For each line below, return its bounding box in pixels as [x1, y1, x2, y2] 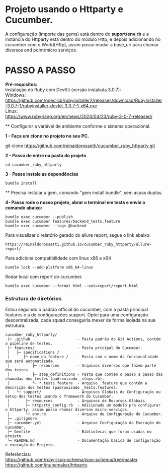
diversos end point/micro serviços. [5, 47, 77, 53]
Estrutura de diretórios [5, 295, 62, 302]
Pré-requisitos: [5, 81, 38, 87]
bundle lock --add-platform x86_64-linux [5, 264, 94, 270]
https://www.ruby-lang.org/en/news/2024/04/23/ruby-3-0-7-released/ [5, 113, 152, 119]
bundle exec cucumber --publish [5, 214, 73, 220]
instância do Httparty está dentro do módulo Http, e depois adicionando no [5, 36, 161, 42]
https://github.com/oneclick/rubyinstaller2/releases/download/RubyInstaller [5, 97, 162, 103]
